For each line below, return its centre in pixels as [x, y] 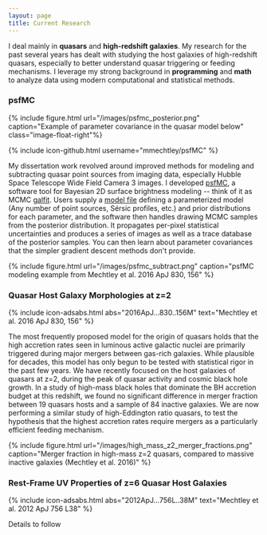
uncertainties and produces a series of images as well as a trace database [130, 233]
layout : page [30, 16]
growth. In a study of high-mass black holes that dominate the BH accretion [132, 387]
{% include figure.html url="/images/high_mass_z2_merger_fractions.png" [130, 446]
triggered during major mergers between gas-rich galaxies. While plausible [132, 354]
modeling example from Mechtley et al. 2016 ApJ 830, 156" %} [111, 274]
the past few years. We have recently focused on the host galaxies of [122, 371]
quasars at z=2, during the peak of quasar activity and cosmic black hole [128, 379]
